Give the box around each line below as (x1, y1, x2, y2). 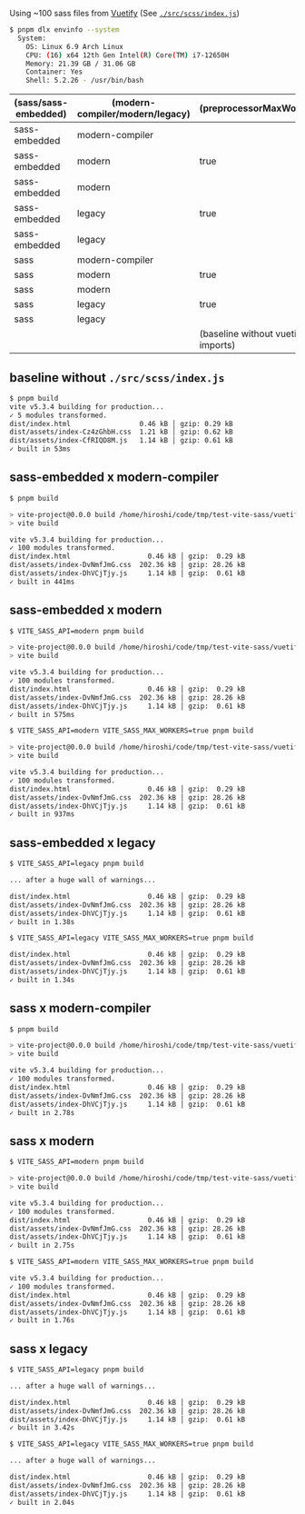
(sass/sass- (14, 96, 69, 109)
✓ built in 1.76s (9, 1316, 75, 1325)
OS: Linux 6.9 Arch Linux (25, 42, 124, 51)
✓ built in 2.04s (9, 1498, 75, 1507)
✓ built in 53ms (9, 444, 71, 453)
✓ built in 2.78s (9, 1108, 75, 1117)
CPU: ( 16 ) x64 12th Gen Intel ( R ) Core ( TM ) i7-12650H (25, 50, 230, 60)
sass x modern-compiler (9, 1001, 152, 1016)
